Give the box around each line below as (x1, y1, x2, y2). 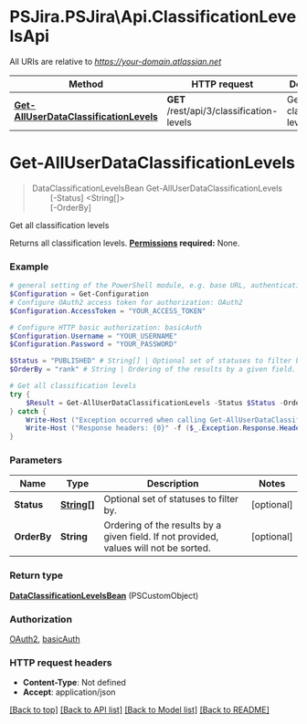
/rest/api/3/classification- (166, 104, 279, 117)
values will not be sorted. (103, 541, 212, 554)
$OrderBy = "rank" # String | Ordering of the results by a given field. (9, 365, 297, 374)
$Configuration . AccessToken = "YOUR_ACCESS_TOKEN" (9, 306, 206, 316)
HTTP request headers (9, 656, 112, 668)
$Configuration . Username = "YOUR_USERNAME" (9, 331, 178, 341)
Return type (9, 569, 64, 582)
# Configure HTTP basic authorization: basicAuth (9, 322, 203, 332)
